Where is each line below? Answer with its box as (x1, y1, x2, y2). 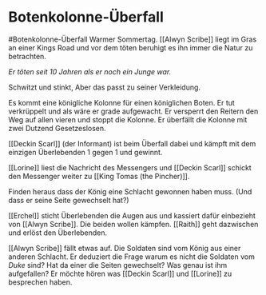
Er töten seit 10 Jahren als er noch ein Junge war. (8, 66, 172, 76)
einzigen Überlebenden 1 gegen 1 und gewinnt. (8, 147, 163, 157)
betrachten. (8, 51, 46, 61)
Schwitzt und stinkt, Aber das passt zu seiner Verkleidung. (8, 82, 201, 92)
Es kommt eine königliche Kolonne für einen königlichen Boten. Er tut (8, 98, 236, 107)
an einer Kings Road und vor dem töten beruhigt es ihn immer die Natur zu (8, 42, 253, 52)
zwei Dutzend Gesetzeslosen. (8, 123, 106, 133)
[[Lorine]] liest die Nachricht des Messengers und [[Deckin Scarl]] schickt (8, 162, 252, 172)
